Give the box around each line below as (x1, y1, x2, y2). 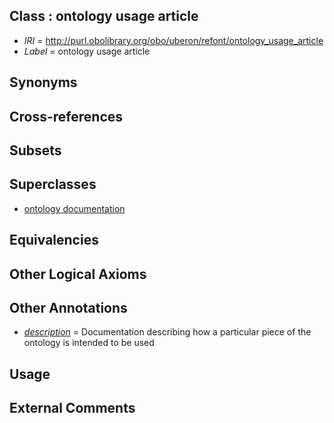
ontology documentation (23, 202, 126, 214)
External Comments (9, 400, 136, 417)
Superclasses (9, 176, 97, 193)
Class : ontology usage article (9, 8, 199, 25)
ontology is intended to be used (23, 337, 155, 349)
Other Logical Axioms (9, 265, 147, 283)
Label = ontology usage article (23, 45, 151, 57)
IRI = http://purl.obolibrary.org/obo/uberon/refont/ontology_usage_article (23, 34, 324, 46)
